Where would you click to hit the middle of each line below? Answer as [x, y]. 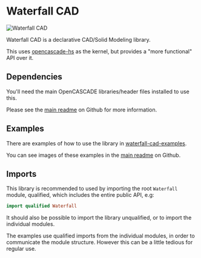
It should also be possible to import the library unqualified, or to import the [99, 218]
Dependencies [34, 77]
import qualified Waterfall [42, 206]
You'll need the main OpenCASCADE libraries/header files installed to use [98, 91]
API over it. [20, 58]
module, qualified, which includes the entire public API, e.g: [80, 195]
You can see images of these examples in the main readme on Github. [94, 155]
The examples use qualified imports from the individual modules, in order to [100, 236]
